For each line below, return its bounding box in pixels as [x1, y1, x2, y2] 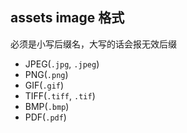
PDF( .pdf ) [24, 111, 67, 123]
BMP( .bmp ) [24, 100, 70, 112]
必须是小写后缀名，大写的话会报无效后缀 [10, 38, 177, 50]
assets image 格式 [10, 9, 125, 27]
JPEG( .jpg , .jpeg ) [24, 58, 100, 70]
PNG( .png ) [24, 68, 69, 80]
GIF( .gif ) [24, 79, 65, 91]
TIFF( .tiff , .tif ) [24, 89, 96, 102]
